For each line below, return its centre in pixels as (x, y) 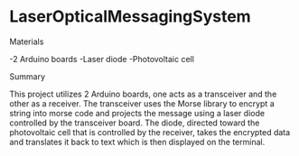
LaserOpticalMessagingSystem (130, 17)
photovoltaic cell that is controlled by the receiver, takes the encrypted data (150, 132)
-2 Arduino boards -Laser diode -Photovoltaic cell (102, 59)
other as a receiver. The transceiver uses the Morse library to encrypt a (142, 103)
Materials (27, 41)
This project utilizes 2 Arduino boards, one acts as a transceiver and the (143, 94)
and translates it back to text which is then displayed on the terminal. (137, 142)
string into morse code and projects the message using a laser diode (137, 113)
